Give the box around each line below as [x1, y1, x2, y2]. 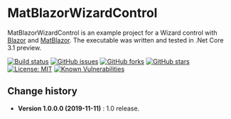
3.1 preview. [7, 43, 41, 52]
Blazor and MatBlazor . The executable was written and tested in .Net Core [7, 35, 224, 44]
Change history [7, 85, 78, 97]
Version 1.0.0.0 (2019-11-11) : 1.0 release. [17, 104, 140, 113]
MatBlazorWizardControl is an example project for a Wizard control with [7, 28, 218, 37]
